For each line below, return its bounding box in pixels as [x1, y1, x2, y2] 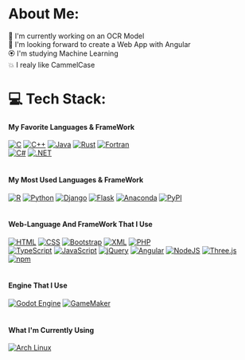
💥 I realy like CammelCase [8, 60, 95, 69]
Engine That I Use [8, 280, 68, 291]
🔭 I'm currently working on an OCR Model [8, 31, 145, 41]
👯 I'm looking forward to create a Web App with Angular [8, 39, 191, 49]
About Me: [8, 5, 80, 23]
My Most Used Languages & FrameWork [8, 174, 144, 184]
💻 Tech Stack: [8, 90, 107, 108]
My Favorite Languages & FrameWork [8, 122, 135, 131]
